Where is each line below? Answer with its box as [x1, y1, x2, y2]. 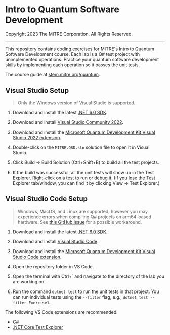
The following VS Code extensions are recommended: [5, 309, 118, 315]
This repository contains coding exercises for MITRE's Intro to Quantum [5, 46, 154, 52]
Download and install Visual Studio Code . [12, 238, 99, 244]
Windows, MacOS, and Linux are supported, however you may [17, 208, 148, 214]
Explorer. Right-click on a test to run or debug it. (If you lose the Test [12, 175, 155, 181]
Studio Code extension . [12, 254, 62, 260]
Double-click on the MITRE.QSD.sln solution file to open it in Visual [12, 144, 150, 150]
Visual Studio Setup [5, 86, 69, 95]
